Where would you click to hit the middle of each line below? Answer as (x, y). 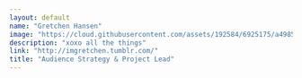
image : (22, 34)
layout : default (40, 17)
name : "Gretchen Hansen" (56, 26)
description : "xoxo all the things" (78, 43)
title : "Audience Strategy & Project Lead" (92, 59)
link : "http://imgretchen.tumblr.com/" (84, 51)
